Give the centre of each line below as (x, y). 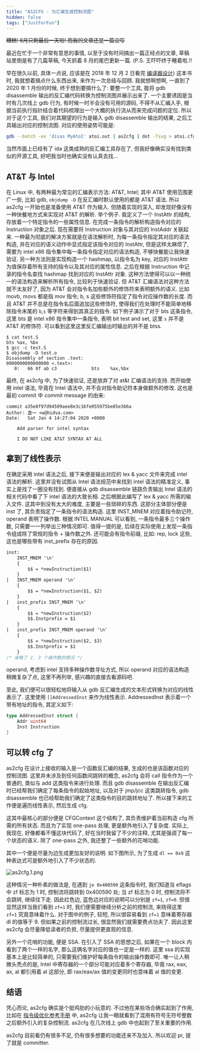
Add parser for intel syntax (53, 429)
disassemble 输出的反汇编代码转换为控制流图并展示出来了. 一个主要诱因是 (97, 95)
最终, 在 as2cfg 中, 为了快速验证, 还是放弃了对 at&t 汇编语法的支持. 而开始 (96, 380)
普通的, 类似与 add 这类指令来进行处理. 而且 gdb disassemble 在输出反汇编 (98, 783)
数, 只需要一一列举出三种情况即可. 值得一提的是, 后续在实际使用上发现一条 (97, 526)
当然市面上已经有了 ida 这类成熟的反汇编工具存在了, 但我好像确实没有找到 (96, 149)
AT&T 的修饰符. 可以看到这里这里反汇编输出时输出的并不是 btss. (84, 326)
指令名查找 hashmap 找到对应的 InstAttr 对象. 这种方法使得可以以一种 (101, 274)
